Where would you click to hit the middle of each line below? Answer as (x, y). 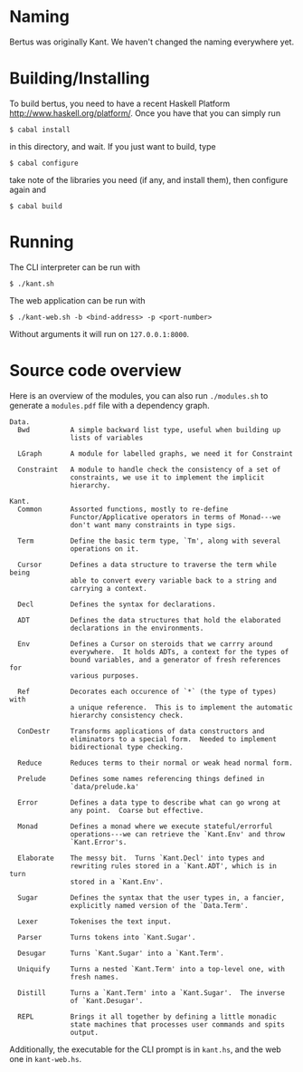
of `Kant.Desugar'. (107, 1000)
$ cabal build (36, 206)
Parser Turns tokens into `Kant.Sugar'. (107, 937)
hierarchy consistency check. (127, 715)
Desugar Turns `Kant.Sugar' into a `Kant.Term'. (121, 953)
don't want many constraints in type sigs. (153, 525)
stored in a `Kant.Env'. (117, 882)
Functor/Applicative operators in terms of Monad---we (175, 517)
